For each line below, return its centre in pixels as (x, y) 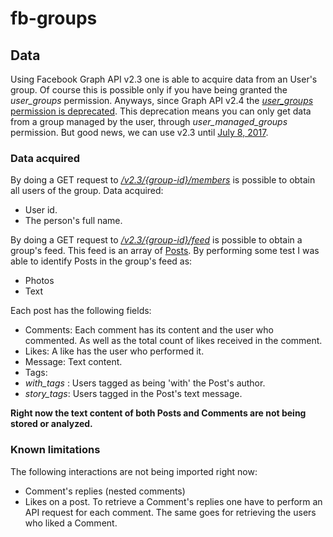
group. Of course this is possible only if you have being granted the (149, 90)
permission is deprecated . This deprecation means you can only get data (161, 111)
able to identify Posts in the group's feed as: (101, 261)
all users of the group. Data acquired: (87, 191)
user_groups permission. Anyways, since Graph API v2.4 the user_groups (162, 100)
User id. (41, 210)
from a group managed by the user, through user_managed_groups (149, 121)
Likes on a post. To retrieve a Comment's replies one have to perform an (173, 501)
